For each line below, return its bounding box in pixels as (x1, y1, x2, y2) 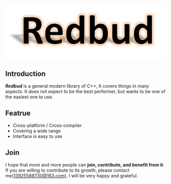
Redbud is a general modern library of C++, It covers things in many (5, 83, 149, 89)
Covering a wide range (12, 128, 61, 134)
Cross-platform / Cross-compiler (12, 122, 82, 129)
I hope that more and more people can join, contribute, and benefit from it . (5, 162, 165, 168)
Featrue (5, 109, 31, 117)
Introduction (5, 69, 46, 78)
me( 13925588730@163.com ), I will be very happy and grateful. (5, 173, 138, 178)
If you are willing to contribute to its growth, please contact (5, 167, 130, 173)
